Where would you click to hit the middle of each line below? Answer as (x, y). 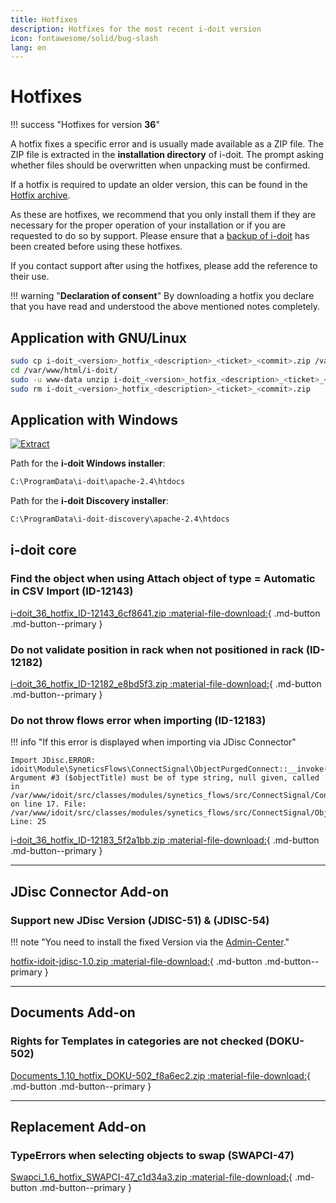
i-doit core (43, 550)
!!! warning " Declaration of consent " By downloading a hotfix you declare (162, 296)
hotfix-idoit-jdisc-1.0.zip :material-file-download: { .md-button (136, 962)
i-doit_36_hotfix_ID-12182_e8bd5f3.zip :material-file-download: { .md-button (166, 684)
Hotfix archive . (40, 195)
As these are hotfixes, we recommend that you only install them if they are (163, 215)
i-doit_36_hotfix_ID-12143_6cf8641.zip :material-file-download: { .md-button (165, 613)
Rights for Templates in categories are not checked (136, 1041)
